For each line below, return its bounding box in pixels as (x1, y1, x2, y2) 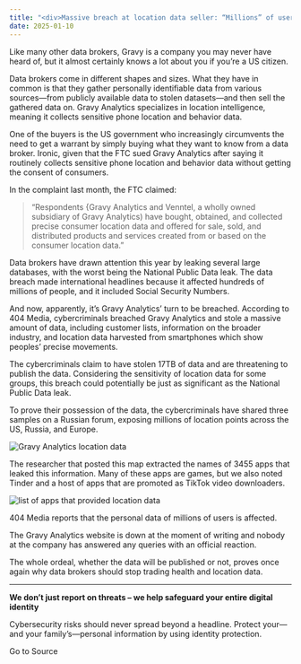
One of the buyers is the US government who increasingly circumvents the (9, 128, 285, 139)
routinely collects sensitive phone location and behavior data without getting (9, 157, 291, 168)
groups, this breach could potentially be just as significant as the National (9, 378, 280, 389)
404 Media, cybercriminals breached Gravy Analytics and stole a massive (9, 312, 281, 323)
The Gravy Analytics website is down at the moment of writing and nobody (9, 529, 285, 540)
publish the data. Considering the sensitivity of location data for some (9, 368, 267, 379)
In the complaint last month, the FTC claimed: (9, 184, 177, 195)
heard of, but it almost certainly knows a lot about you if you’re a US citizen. (9, 56, 288, 66)
